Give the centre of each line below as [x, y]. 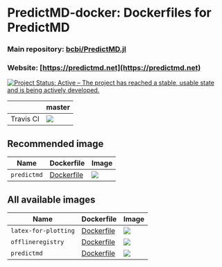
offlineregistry [37, 242]
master [58, 107]
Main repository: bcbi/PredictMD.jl [67, 49]
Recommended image [55, 144]
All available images [51, 199]
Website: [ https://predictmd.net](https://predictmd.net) [104, 68]
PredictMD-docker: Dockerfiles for [109, 13]
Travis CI [25, 119]
